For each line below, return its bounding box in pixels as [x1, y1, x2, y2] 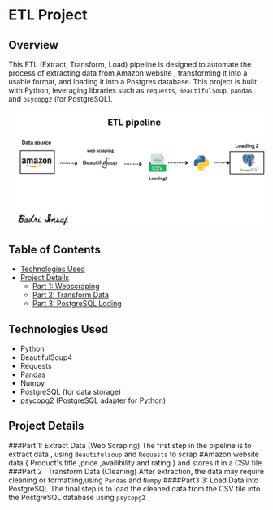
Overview [8, 38, 59, 52]
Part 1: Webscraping [32, 282, 100, 292]
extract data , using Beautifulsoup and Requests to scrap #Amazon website [8, 449, 260, 459]
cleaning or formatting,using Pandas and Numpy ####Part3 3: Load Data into [8, 475, 259, 485]
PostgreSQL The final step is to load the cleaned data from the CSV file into [8, 483, 261, 493]
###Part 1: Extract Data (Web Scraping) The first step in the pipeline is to [8, 440, 252, 450]
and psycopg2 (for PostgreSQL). [8, 94, 113, 103]
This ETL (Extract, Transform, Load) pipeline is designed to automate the [8, 59, 252, 69]
